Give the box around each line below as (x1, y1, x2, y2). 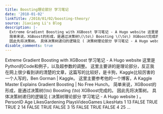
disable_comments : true (5, 43, 53, 48)
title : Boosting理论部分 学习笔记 (5, 7, 69, 12)
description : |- (5, 25, 38, 30)
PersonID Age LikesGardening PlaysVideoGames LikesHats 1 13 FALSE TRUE (5, 99, 158, 105)
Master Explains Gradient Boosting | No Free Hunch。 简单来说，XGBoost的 (5, 81, 157, 87)
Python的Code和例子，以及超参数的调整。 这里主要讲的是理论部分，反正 (5, 63, 150, 69)
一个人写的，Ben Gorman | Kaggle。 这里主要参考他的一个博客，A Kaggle (5, 75, 152, 81)
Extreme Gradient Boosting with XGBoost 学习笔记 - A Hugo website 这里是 (5, 57, 155, 63)
